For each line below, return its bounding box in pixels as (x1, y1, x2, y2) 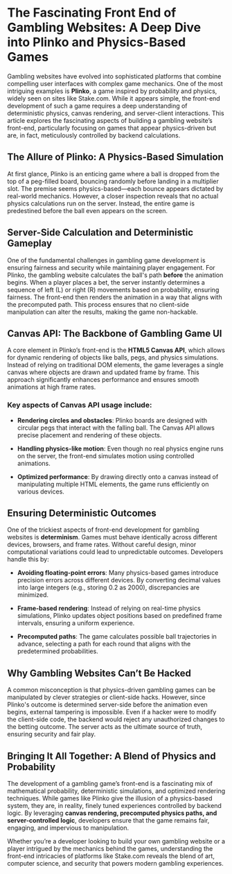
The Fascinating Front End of (7, 5, 177, 21)
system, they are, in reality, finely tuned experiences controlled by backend (7, 802, 222, 810)
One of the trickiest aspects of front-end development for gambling (7, 526, 199, 534)
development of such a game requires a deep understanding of (7, 101, 188, 110)
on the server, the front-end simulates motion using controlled (17, 451, 195, 460)
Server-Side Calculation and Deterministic (7, 227, 194, 239)
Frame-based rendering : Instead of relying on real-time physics (17, 604, 201, 612)
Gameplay (7, 237, 53, 249)
